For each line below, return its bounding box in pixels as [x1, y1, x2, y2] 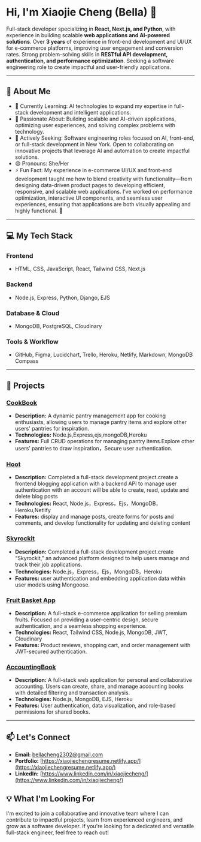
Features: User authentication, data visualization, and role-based [14, 702, 176, 709]
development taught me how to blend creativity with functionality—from [14, 175, 193, 182]
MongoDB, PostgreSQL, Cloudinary [14, 323, 102, 330]
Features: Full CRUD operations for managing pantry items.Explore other [14, 438, 194, 445]
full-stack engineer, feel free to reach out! [6, 829, 109, 836]
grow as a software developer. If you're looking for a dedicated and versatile [6, 822, 194, 829]
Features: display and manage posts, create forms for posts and [14, 513, 174, 521]
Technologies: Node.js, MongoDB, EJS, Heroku [14, 696, 133, 703]
